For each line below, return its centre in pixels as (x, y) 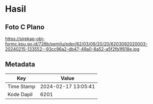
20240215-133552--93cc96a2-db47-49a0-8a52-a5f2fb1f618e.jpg (72, 49)
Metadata (20, 64)
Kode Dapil (20, 94)
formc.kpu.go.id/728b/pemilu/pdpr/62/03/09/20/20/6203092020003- (76, 44)
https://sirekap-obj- (25, 39)
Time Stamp (22, 86)
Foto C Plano (25, 27)
